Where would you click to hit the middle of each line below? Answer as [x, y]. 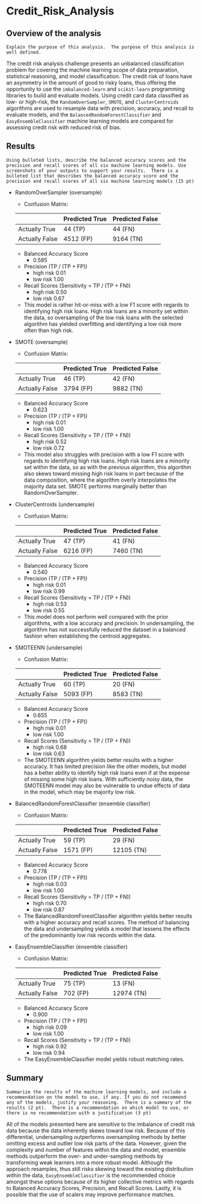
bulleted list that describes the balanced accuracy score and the [92, 176]
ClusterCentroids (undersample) [55, 504]
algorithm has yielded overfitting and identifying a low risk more [103, 324]
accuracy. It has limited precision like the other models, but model [105, 766]
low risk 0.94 [49, 1052]
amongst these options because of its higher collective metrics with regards [100, 1181]
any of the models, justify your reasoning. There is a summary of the [99, 1102]
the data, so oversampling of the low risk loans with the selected [103, 318]
